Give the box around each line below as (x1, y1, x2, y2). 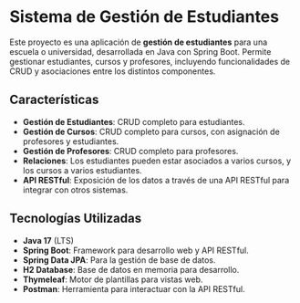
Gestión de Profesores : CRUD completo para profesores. (22, 145, 239, 156)
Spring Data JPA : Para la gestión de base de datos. (22, 254, 216, 266)
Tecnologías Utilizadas (9, 211, 142, 226)
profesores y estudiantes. (22, 135, 119, 147)
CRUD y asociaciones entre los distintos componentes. (9, 66, 216, 77)
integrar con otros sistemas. (22, 184, 129, 195)
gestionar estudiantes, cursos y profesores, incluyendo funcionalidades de (9, 56, 290, 67)
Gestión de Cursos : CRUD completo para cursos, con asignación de (22, 126, 280, 137)
